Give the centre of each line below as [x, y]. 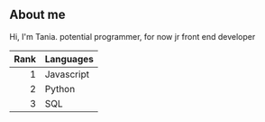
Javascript [67, 74]
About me [37, 15]
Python [60, 89]
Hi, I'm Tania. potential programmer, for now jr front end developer [132, 36]
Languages [69, 59]
